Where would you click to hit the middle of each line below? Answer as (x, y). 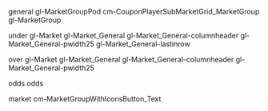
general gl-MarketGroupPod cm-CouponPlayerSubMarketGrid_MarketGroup (134, 12)
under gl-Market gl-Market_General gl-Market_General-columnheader (124, 36)
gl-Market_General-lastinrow (143, 44)
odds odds (26, 83)
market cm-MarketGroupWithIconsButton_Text (85, 99)
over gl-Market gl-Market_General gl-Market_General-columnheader (121, 59)
